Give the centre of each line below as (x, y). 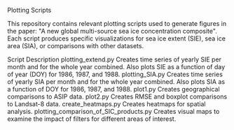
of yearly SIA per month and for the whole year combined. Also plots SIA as (116, 82)
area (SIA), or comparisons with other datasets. (76, 46)
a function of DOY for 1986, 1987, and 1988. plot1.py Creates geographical (113, 89)
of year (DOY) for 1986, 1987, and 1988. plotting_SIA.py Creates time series (115, 74)
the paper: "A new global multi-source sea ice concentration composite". (112, 31)
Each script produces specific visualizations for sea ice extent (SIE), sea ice (117, 38)
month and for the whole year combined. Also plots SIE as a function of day (116, 67)
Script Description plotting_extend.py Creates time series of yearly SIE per (115, 59)
